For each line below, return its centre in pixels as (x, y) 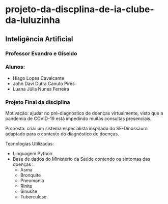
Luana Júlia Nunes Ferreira (41, 89)
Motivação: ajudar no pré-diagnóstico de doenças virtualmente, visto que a (84, 113)
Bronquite (31, 175)
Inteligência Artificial (39, 39)
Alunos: (15, 67)
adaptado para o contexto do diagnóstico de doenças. (62, 134)
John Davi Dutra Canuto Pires (44, 83)
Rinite (26, 186)
